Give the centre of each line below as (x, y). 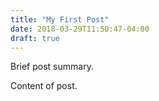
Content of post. (44, 86)
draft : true (35, 38)
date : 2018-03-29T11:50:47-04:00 (80, 29)
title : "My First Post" (60, 19)
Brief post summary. (52, 67)
